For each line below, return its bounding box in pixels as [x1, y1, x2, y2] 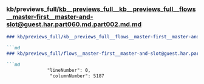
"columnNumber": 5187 [49, 72, 104, 79]
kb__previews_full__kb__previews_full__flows [58, 5, 196, 13]
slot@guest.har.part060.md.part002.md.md [6, 20, 141, 29]
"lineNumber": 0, [47, 67, 91, 73]
